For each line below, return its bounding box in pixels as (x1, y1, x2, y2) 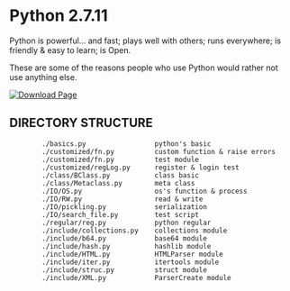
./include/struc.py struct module (41, 265, 207, 275)
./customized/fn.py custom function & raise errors (41, 147, 276, 156)
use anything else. (9, 71, 77, 82)
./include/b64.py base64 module (41, 233, 207, 243)
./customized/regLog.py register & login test (41, 163, 240, 172)
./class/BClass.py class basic (41, 170, 200, 180)
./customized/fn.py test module (41, 155, 200, 164)
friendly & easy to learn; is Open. (9, 44, 131, 55)
